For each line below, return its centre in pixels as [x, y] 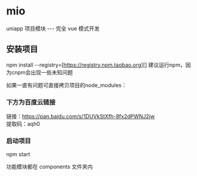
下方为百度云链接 [31, 102]
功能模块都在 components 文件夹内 [50, 167]
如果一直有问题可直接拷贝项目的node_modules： [67, 85]
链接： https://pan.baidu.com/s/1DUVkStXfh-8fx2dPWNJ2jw [80, 117]
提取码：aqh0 [23, 124]
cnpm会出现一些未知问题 [42, 72]
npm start [18, 154]
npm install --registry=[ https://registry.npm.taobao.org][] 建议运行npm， [96, 65]
